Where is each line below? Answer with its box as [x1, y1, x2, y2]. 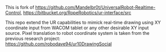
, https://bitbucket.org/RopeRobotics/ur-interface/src [20, 10, 131, 16]
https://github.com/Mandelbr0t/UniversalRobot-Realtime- [35, 5, 156, 10]
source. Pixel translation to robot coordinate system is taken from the [5, 30, 150, 36]
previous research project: [5, 35, 60, 41]
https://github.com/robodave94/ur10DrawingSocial [5, 41, 112, 47]
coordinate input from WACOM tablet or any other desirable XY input [5, 25, 149, 31]
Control [5, 10, 21, 16]
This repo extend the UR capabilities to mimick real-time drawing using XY [5, 20, 161, 25]
